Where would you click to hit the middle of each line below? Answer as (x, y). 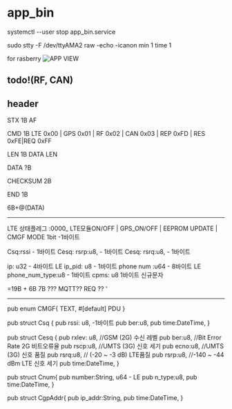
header (23, 104)
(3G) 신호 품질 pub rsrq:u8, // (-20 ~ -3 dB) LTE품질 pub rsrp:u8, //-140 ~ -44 (116, 355)
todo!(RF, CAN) (40, 80)
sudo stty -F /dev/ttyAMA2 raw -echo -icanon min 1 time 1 (89, 45)
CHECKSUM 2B (29, 181)
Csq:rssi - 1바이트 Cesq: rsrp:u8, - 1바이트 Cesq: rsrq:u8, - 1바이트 (99, 252)
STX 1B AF (22, 120)
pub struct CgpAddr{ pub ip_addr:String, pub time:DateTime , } (95, 398)
